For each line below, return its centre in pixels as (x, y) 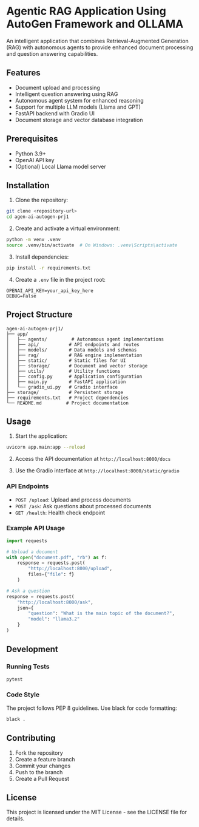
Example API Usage (36, 528)
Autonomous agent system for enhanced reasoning (79, 100)
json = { (25, 608)
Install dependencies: (42, 257)
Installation (28, 185)
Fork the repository (39, 753)
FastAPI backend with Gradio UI (55, 113)
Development (32, 649)
